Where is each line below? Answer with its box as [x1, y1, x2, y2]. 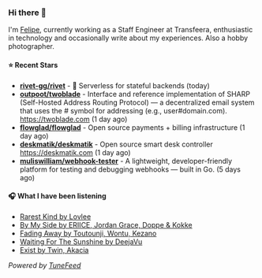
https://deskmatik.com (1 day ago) [19, 147, 132, 157]
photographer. [8, 42, 55, 51]
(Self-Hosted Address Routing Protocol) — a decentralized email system [19, 98, 255, 107]
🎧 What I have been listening [8, 191, 107, 201]
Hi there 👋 [8, 7, 47, 18]
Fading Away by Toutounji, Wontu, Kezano [19, 228, 157, 238]
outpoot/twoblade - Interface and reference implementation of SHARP [19, 89, 251, 98]
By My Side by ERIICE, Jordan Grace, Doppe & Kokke [19, 220, 193, 229]
